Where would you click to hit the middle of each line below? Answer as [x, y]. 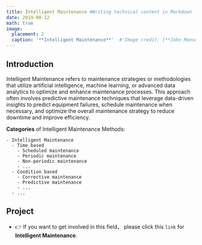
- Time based [28, 145]
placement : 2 [28, 34]
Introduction [30, 64]
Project [20, 212]
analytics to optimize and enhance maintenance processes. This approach [98, 92]
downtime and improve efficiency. [48, 117]
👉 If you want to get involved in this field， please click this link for [99, 226]
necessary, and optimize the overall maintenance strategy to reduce [90, 111]
